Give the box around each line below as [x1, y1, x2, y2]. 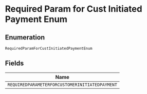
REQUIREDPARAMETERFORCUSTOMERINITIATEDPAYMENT [7, 82, 118, 87]
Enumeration [5, 33, 45, 41]
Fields [5, 59, 24, 68]
